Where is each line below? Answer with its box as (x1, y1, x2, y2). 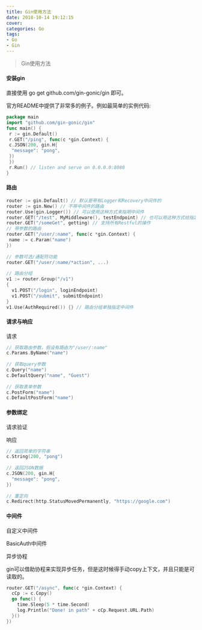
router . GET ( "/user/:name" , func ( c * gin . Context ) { (6, 232, 136, 238)
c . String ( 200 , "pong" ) (6, 453, 63, 460)
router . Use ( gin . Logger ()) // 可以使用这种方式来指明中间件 (6, 209, 144, 215)
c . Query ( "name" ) (6, 367, 47, 373)
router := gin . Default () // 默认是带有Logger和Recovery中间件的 (6, 197, 162, 204)
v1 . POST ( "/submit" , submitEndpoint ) (11, 293, 103, 299)
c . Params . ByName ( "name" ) (6, 350, 69, 356)
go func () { (11, 596, 42, 602)
